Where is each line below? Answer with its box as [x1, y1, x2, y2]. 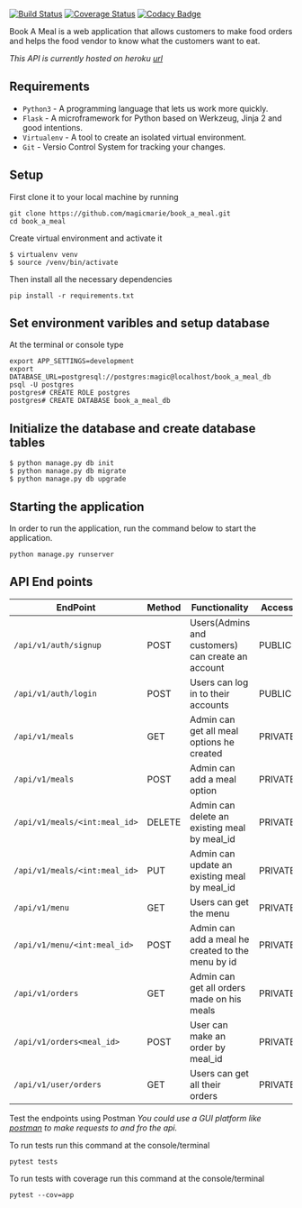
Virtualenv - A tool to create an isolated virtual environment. [22, 132, 247, 142]
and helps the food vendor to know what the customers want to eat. [9, 36, 261, 46]
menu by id [190, 956, 237, 968]
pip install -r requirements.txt [9, 291, 135, 300]
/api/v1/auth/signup [13, 640, 102, 650]
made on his [190, 993, 242, 1005]
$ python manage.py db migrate [9, 467, 127, 476]
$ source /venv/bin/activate [9, 258, 119, 267]
